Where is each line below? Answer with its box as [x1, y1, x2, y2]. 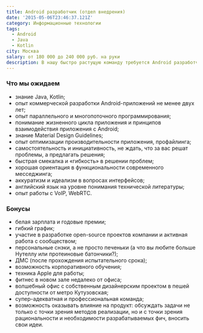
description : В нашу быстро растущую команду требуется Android [6, 59, 172, 65]
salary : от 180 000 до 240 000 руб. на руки [6, 54, 120, 60]
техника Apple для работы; [14, 270, 85, 277]
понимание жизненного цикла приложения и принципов [14, 118, 161, 126]
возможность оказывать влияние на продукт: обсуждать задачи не [14, 302, 190, 309]
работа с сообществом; [14, 238, 77, 245]
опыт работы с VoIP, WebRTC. [14, 189, 92, 196]
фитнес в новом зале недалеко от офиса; [14, 276, 122, 283]
